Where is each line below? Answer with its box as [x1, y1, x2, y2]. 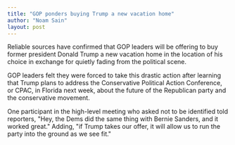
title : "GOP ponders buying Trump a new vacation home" [7, 10, 174, 18]
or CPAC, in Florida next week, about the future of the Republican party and [7, 86, 227, 95]
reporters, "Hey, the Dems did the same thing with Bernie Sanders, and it [7, 115, 219, 123]
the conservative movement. [7, 94, 90, 102]
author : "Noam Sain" [7, 17, 68, 24]
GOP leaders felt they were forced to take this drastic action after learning [7, 71, 222, 80]
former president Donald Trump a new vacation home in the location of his [7, 50, 223, 58]
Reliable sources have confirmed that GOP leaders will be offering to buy [7, 43, 218, 51]
